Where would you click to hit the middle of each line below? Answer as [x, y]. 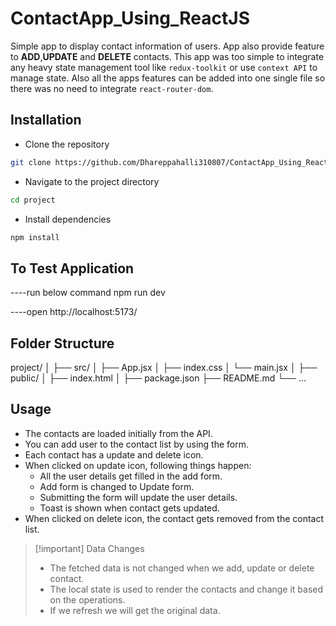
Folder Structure [62, 343]
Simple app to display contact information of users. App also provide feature [167, 46]
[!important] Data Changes [89, 548]
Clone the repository [67, 144]
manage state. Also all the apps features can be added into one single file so [168, 78]
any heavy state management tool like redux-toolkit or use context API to [164, 67]
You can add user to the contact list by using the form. [137, 444]
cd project [33, 200]
